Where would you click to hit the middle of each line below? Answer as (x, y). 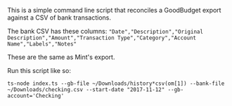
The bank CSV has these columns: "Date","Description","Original (105, 31)
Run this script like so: (39, 71)
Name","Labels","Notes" (42, 44)
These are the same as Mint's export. (61, 57)
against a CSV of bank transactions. (59, 18)
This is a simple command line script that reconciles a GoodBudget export (114, 10)
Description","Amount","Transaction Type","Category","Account (102, 38)
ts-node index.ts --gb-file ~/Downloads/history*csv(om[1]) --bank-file (116, 84)
